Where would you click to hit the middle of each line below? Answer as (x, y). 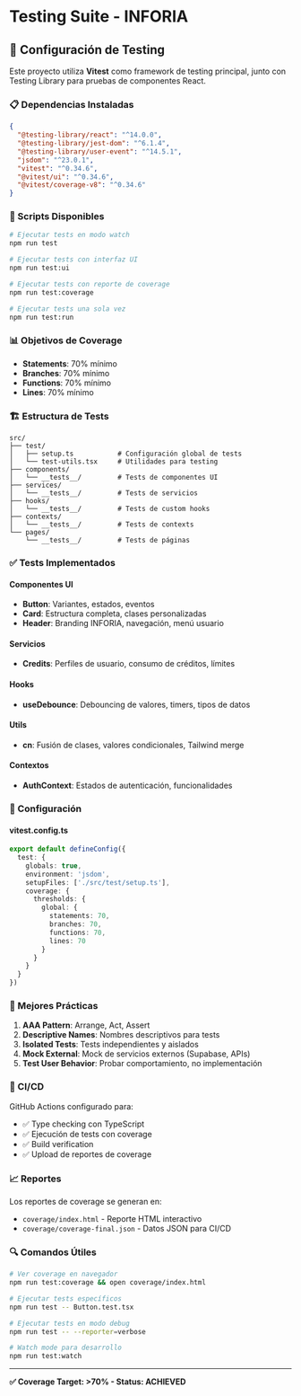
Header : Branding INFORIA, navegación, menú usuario (123, 623)
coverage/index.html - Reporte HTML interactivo (112, 1218)
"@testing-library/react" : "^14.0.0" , (90, 135)
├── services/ (36, 486)
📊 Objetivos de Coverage (66, 340)
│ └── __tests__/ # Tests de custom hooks (110, 509)
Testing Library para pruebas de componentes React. (107, 81)
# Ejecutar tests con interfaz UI (74, 260)
